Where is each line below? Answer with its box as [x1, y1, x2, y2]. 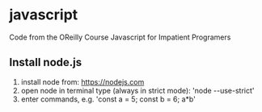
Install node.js [9, 56, 82, 69]
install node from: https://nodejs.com [20, 77, 145, 86]
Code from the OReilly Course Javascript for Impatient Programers [9, 32, 231, 42]
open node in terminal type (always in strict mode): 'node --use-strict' [20, 85, 255, 95]
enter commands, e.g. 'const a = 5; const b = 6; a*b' [20, 94, 196, 104]
